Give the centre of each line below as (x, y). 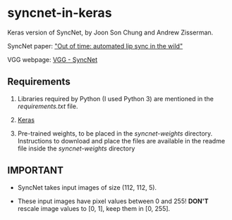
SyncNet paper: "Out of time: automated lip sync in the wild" (95, 46)
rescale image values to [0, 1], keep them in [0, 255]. (94, 208)
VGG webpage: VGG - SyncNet (53, 59)
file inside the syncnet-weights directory (76, 148)
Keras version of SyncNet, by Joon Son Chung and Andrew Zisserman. (110, 32)
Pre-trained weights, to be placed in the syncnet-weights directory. (115, 133)
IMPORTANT (35, 170)
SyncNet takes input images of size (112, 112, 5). (87, 187)
